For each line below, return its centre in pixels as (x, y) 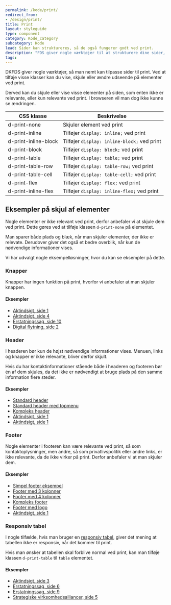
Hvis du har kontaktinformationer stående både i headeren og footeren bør (84, 366)
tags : (11, 57)
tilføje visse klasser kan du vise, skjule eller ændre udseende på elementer (84, 78)
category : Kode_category (32, 39)
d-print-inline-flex (31, 191)
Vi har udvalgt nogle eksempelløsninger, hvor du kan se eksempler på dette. (85, 258)
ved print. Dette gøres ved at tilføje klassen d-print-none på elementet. (80, 227)
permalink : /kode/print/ (32, 10)
